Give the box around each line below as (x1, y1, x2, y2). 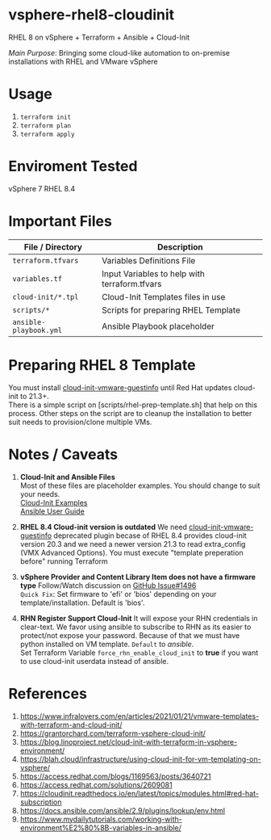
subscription (19, 797, 62, 807)
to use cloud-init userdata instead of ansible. (19, 656, 169, 666)
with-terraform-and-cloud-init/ (19, 720, 123, 729)
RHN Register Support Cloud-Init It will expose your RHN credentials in (19, 613, 258, 623)
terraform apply (19, 130, 75, 138)
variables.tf (12, 274, 63, 283)
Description (156, 241, 203, 252)
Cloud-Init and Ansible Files (19, 472, 115, 481)
